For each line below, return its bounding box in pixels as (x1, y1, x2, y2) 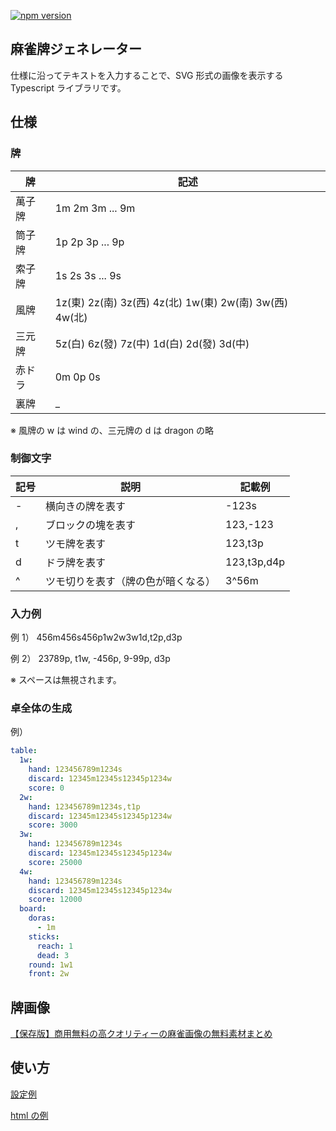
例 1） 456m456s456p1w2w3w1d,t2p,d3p (10, 631, 183, 644)
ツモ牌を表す (45, 536, 107, 550)
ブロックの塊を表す (45, 518, 137, 532)
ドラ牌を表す (45, 555, 107, 569)
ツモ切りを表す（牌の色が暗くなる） (45, 574, 217, 588)
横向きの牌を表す (45, 499, 127, 513)
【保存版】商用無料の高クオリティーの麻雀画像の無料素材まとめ (10, 1028, 273, 1040)
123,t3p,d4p (225, 555, 286, 569)
